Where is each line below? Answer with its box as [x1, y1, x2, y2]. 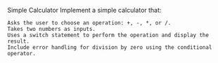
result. [7, 38, 30, 45]
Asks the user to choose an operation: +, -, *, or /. [7, 20, 172, 27]
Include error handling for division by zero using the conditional [7, 44, 212, 51]
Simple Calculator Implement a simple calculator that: [7, 6, 162, 14]
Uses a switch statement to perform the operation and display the [7, 31, 210, 38]
